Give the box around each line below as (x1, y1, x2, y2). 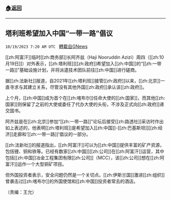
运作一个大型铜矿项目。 (17, 161, 67, 167)
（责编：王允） (5, 189, 37, 195)
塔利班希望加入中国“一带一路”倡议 (5, 29, 113, 38)
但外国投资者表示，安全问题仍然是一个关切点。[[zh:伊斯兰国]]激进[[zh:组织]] (5, 172, 165, 178)
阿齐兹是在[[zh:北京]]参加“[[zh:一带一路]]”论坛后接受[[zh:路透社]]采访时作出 (5, 119, 164, 125)
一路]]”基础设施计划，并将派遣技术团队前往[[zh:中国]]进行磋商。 (5, 67, 139, 73)
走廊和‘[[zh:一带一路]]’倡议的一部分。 (13, 131, 91, 137)
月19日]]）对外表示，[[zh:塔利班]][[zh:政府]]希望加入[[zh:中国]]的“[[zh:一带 (5, 61, 162, 67)
